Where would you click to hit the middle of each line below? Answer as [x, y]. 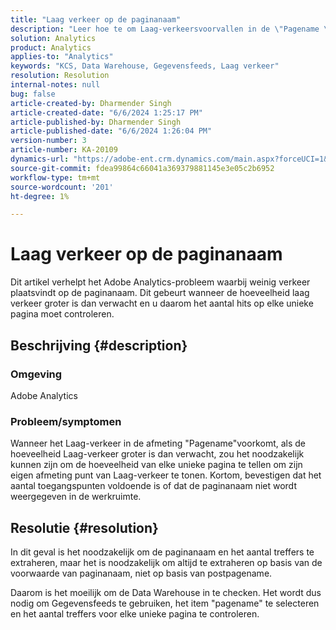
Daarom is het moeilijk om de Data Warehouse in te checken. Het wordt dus [166, 592]
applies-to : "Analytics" [62, 57]
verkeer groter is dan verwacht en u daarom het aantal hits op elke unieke [162, 303]
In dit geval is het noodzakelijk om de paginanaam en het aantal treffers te [162, 552]
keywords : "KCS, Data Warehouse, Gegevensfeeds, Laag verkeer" [145, 66]
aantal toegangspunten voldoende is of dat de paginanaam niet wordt [153, 486]
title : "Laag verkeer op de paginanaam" [96, 19]
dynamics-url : [40, 159]
